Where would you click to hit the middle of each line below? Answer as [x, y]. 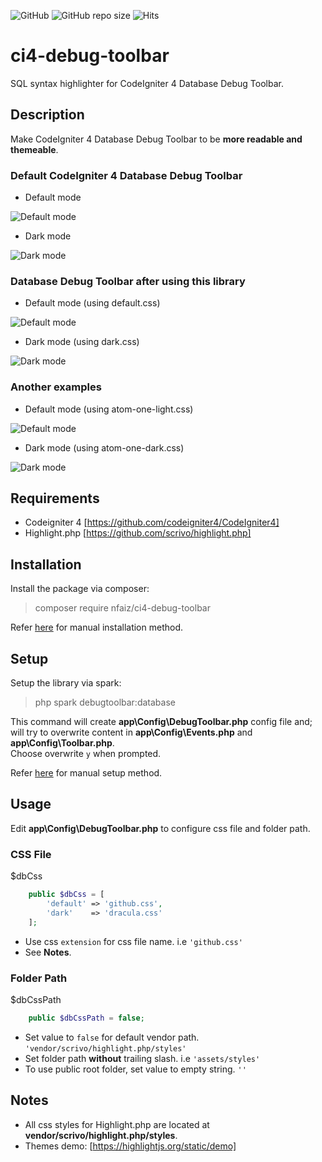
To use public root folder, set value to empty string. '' [135, 1069]
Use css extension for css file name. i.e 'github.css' [133, 941]
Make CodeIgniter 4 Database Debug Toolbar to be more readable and [156, 139]
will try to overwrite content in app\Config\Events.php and [131, 732]
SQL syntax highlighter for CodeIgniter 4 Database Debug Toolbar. [147, 83]
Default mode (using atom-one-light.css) [109, 409]
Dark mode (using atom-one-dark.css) [104, 447]
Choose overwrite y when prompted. [86, 754]
